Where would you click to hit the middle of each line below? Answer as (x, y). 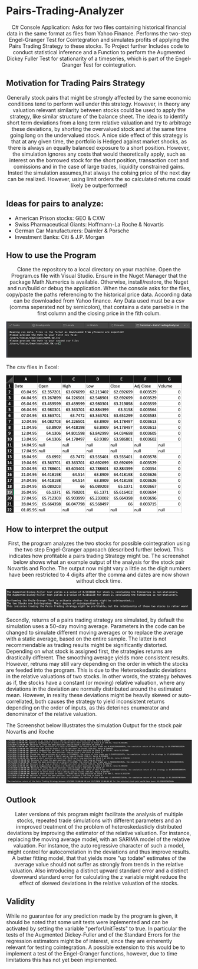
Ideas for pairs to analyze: (55, 204)
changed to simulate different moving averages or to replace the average (95, 632)
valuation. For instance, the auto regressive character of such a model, (99, 845)
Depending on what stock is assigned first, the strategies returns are (89, 651)
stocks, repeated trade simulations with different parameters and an (99, 820)
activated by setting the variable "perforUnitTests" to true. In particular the (96, 928)
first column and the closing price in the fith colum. (99, 313)
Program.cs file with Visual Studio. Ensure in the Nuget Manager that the (99, 276)
